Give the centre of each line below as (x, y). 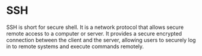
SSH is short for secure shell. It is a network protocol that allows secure (95, 27)
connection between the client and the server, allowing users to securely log (101, 40)
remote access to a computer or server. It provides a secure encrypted (94, 33)
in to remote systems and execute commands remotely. (75, 46)
